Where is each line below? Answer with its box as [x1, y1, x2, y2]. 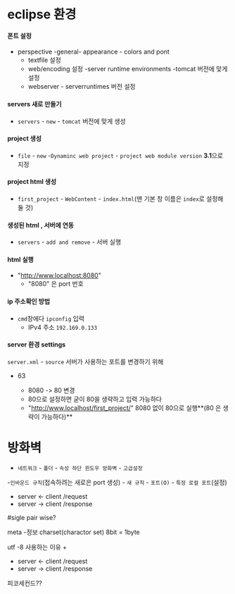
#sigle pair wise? [7, 513, 56, 521]
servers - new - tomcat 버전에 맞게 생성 [17, 117, 126, 125]
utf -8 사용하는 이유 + [7, 543, 68, 551]
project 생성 [7, 135, 42, 143]
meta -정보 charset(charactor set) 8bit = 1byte [7, 528, 141, 536]
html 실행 [7, 255, 34, 264]
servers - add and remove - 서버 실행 [17, 237, 122, 247]
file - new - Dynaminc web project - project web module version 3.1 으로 [17, 151, 224, 159]
